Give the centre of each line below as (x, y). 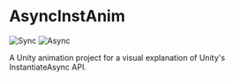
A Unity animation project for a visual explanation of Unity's (117, 57)
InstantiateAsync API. (48, 67)
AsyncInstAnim (67, 16)
